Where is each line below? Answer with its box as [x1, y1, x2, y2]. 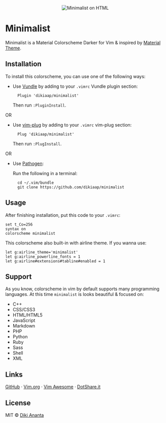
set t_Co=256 [5, 222, 33, 227]
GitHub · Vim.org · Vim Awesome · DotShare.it [5, 384, 101, 390]
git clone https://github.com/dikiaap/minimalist [17, 184, 124, 190]
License [5, 399, 31, 407]
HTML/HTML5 [12, 312, 43, 318]
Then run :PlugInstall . [12, 140, 62, 146]
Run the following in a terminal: [12, 170, 78, 176]
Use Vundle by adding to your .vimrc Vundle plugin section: [12, 83, 138, 89]
